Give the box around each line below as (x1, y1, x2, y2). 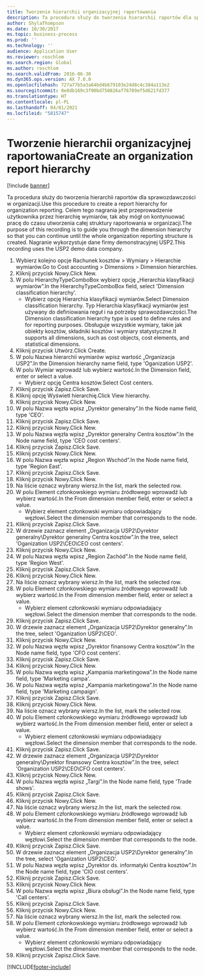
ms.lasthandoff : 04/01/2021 (7, 104, 78, 111)
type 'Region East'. (15, 463, 63, 470)
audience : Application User (7, 48, 78, 54)
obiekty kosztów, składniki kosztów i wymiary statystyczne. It (24, 328, 177, 335)
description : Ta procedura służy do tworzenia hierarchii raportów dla (7, 15, 191, 21)
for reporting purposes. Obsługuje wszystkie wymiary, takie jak (24, 321, 183, 329)
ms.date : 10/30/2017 (7, 25, 59, 32)
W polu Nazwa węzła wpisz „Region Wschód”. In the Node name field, (15, 457, 189, 464)
